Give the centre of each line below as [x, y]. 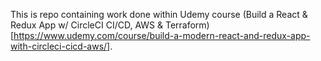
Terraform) [187, 25]
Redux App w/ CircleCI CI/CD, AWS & [87, 25]
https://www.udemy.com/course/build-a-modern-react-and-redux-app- [162, 35]
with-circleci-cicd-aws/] [60, 46]
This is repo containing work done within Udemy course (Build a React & [159, 14]
